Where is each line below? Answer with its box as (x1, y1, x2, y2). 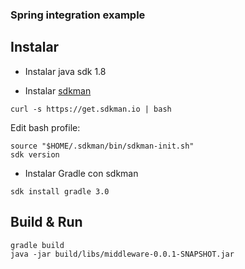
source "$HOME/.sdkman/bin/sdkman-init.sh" (10, 141, 195, 151)
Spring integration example (10, 8, 146, 22)
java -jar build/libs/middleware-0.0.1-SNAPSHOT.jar (10, 249, 235, 259)
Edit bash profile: (10, 121, 81, 133)
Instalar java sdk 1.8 (24, 65, 107, 77)
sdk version (10, 149, 60, 160)
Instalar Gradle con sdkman (24, 167, 139, 179)
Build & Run (10, 214, 83, 231)
